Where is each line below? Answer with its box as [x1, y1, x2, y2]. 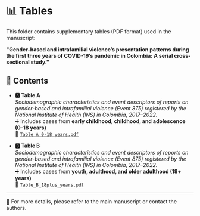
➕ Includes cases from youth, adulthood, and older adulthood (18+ [14, 168, 182, 175]
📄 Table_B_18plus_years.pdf [14, 181, 85, 188]
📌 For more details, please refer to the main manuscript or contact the [6, 198, 177, 205]
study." [30, 58, 49, 66]
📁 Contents [6, 76, 49, 86]
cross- [174, 52, 191, 59]
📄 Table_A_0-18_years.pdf [14, 130, 79, 137]
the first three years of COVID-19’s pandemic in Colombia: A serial [6, 52, 173, 59]
